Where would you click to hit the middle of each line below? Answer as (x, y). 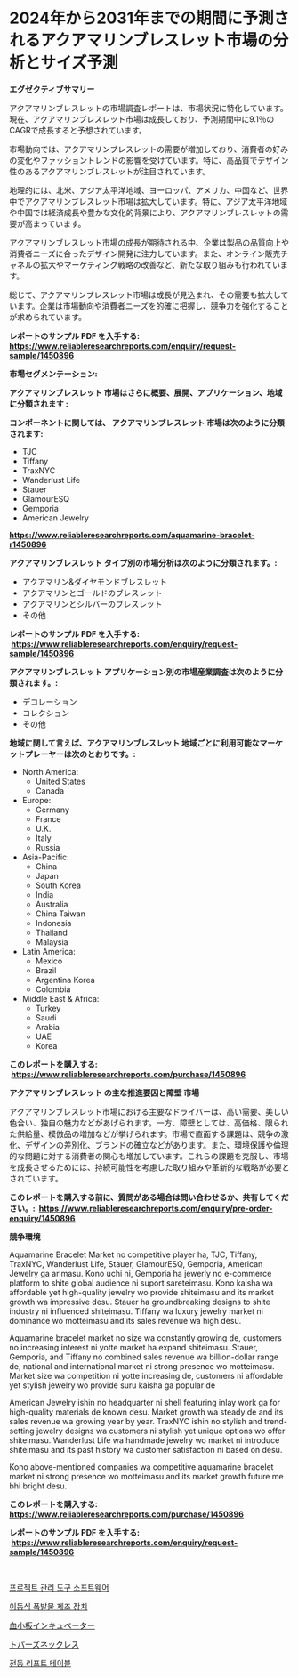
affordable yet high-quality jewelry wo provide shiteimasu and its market (141, 1292)
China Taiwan (60, 914)
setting (22, 1431)
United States (60, 781)
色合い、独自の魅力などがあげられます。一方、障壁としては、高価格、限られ (149, 1123)
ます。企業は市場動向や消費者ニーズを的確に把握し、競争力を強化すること (153, 306)
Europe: (36, 800)
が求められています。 (48, 317)
